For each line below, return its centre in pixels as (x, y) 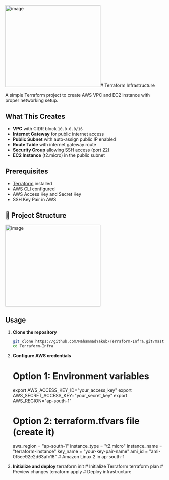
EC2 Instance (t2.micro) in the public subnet (59, 155)
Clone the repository (35, 332)
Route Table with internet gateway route (54, 144)
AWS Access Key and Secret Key (47, 194)
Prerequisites (27, 171)
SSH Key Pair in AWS (34, 199)
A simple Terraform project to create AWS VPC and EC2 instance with (78, 95)
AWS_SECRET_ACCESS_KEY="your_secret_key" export (70, 395)
